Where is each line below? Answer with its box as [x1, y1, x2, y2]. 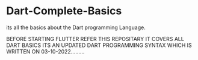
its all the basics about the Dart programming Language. [6, 24, 146, 31]
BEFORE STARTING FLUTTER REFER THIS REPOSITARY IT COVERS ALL [6, 35, 185, 42]
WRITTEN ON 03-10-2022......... [6, 48, 85, 55]
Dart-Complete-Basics [6, 4, 122, 18]
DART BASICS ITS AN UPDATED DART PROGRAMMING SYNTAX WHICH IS [6, 42, 193, 49]
